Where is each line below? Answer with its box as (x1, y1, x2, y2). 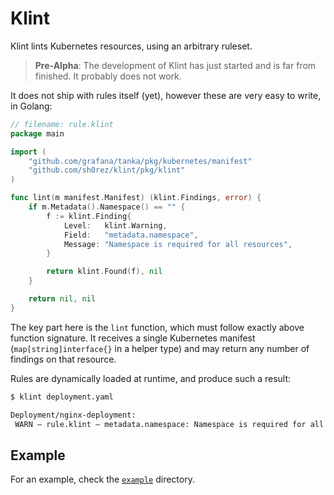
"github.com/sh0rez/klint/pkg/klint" (28, 165, 186, 176)
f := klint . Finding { (46, 211, 132, 221)
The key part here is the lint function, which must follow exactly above (10, 321, 305, 333)
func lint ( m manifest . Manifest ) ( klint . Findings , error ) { (10, 193, 262, 203)
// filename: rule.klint (10, 119, 114, 129)
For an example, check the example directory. (10, 473, 195, 486)
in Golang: (10, 100, 53, 112)
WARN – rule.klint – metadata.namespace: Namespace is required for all (14, 419, 325, 429)
